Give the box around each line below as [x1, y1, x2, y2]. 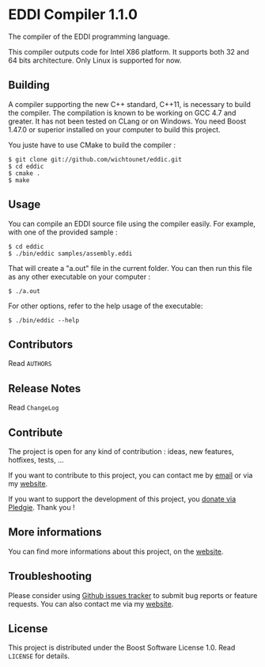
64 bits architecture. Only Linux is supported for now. [8, 55, 182, 65]
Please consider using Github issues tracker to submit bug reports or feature [8, 590, 258, 600]
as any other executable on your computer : [8, 272, 151, 281]
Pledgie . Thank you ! [8, 503, 75, 512]
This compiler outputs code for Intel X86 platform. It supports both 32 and [8, 47, 249, 56]
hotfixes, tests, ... [8, 455, 65, 464]
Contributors [8, 337, 74, 351]
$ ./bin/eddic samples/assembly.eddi [8, 250, 133, 257]
